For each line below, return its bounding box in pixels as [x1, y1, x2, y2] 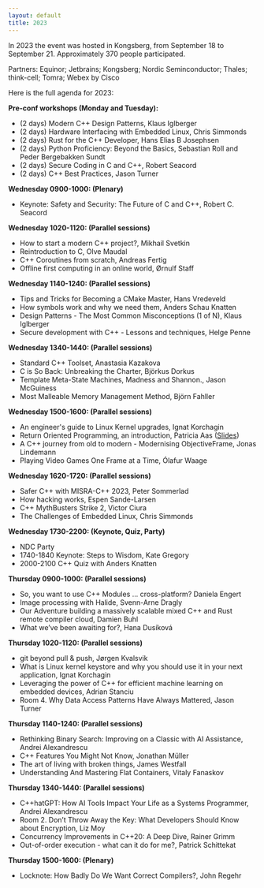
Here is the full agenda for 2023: [8, 88, 114, 97]
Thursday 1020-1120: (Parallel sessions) [8, 638, 143, 647]
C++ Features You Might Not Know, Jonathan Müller [19, 751, 189, 760]
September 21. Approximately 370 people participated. [8, 49, 186, 58]
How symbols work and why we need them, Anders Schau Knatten [19, 302, 236, 312]
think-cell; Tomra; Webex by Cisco [8, 73, 120, 82]
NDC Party [19, 542, 55, 551]
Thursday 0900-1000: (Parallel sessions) [8, 573, 147, 584]
